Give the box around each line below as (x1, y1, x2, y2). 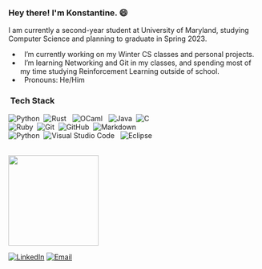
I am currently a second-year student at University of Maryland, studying (8, 26, 250, 35)
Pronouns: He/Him (23, 75, 86, 85)
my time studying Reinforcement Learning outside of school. (19, 67, 220, 76)
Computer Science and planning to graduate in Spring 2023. (8, 34, 208, 43)
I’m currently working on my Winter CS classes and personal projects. (23, 50, 255, 59)
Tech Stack (10, 96, 55, 107)
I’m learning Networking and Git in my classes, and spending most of (23, 58, 252, 67)
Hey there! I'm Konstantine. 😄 (8, 7, 128, 18)
